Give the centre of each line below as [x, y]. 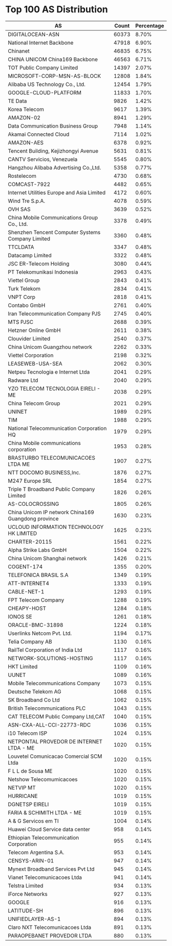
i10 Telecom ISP [28, 733]
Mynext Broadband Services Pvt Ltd [51, 869]
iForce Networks [28, 894]
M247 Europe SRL [30, 481]
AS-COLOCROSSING [34, 504]
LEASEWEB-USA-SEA [35, 363]
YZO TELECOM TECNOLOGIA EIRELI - [54, 388]
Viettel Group [24, 280]
